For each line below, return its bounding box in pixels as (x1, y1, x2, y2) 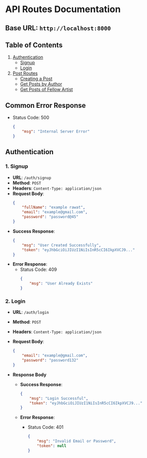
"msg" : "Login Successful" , (29, 396, 88, 401)
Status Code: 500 (12, 115, 50, 121)
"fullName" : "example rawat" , (22, 205, 85, 210)
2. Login (5, 297, 26, 304)
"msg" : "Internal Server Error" (22, 129, 90, 134)
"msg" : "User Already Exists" (29, 281, 93, 286)
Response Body (12, 372, 46, 378)
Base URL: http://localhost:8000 (5, 24, 111, 32)
